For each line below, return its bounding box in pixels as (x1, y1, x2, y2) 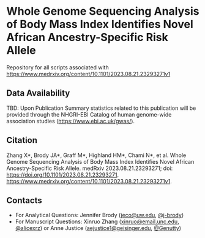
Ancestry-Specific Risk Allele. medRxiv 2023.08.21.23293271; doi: (6, 164, 173, 172)
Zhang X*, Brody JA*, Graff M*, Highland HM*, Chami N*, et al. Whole (6, 152, 187, 159)
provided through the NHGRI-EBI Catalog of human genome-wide (6, 110, 172, 118)
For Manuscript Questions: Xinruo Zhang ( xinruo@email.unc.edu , (15, 218, 179, 225)
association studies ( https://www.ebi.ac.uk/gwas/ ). (6, 117, 135, 125)
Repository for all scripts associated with (6, 63, 109, 71)
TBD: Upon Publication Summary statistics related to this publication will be (6, 104, 196, 112)
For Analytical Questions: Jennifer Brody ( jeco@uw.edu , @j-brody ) (15, 212, 184, 219)
